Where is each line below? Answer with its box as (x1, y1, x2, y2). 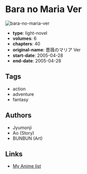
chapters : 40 (12, 40, 40, 46)
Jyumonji (12, 125, 32, 131)
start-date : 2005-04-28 (12, 52, 63, 59)
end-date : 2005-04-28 (12, 57, 62, 64)
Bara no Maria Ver (5, 4, 82, 15)
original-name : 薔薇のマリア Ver (12, 46, 81, 52)
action (12, 86, 26, 92)
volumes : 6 (12, 35, 37, 41)
